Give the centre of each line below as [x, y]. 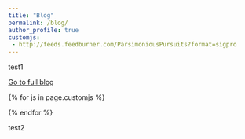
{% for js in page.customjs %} [57, 97]
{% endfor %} [31, 113]
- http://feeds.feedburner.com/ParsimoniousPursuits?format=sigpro [124, 45]
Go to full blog [31, 82]
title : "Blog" [31, 15]
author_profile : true [44, 30]
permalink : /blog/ [38, 23]
